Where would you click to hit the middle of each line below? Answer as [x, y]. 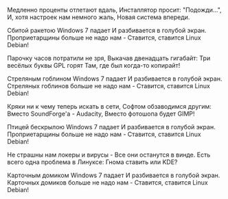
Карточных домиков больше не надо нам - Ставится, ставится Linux [107, 183]
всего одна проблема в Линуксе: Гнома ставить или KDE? [92, 162]
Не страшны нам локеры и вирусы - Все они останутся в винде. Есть [109, 155]
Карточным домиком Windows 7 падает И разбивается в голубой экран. [114, 175]
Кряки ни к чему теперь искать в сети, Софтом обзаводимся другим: [109, 106]
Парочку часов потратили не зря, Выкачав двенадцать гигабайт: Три [109, 58]
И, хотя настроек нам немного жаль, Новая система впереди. [99, 17]
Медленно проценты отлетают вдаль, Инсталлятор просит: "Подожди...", [114, 10]
